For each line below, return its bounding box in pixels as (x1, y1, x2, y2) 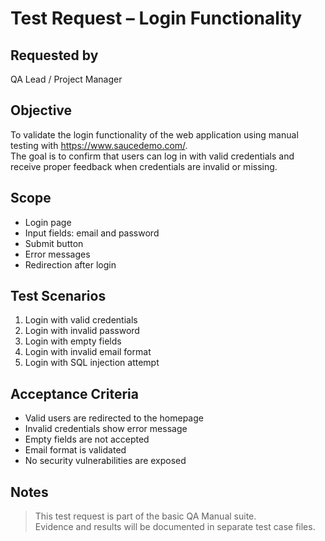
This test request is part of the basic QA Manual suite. (34, 510, 257, 522)
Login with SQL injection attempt (24, 357, 160, 369)
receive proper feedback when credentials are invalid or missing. (10, 160, 278, 172)
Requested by (10, 47, 99, 64)
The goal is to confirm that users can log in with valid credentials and (10, 150, 295, 162)
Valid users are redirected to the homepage (24, 412, 204, 424)
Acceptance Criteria (10, 385, 139, 402)
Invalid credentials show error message (24, 423, 188, 435)
